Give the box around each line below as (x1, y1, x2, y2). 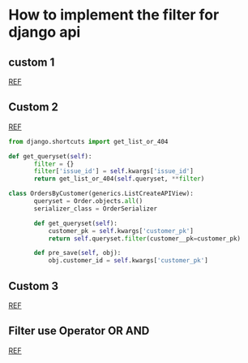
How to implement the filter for (8, 6, 220, 24)
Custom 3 (8, 279, 59, 293)
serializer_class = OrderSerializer (33, 205, 158, 213)
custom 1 (8, 55, 55, 69)
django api (8, 23, 81, 41)
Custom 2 (8, 100, 59, 115)
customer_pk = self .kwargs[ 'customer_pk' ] (48, 227, 195, 235)
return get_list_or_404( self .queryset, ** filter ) (33, 175, 205, 184)
